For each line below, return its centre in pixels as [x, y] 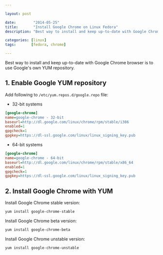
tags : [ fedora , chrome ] [36, 45]
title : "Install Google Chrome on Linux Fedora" [62, 27]
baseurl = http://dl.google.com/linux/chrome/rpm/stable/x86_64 [69, 163]
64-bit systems [27, 145]
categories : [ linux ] [26, 40]
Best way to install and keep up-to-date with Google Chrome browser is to [79, 63]
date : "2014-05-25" [32, 22]
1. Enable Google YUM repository [56, 83]
